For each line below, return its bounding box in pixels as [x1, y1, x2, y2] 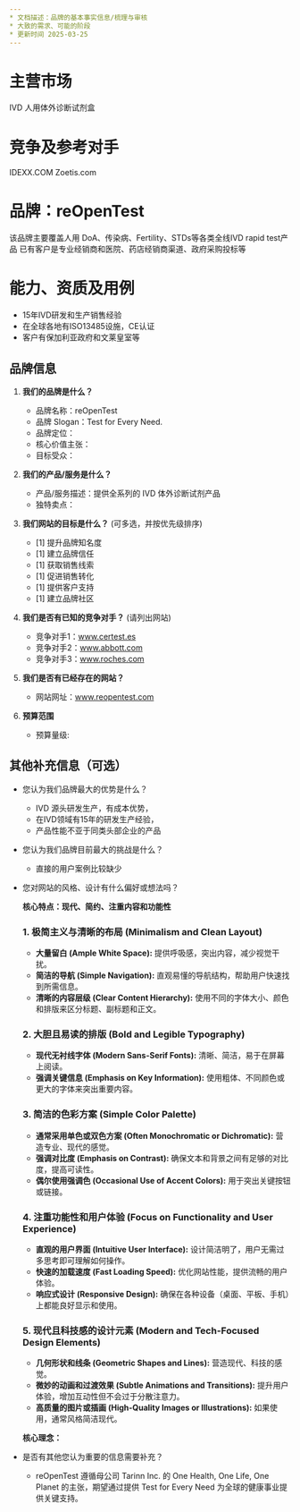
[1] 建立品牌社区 [35, 592, 95, 604]
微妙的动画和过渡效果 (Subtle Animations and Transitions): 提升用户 [35, 1380, 289, 1391]
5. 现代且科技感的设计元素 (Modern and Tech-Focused [21, 1324, 260, 1337]
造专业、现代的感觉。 [35, 1142, 114, 1152]
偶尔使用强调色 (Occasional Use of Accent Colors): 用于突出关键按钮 [35, 1175, 291, 1185]
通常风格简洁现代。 [51, 1414, 122, 1424]
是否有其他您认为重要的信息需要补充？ [21, 1451, 163, 1463]
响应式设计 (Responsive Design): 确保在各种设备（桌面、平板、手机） [35, 1288, 290, 1299]
